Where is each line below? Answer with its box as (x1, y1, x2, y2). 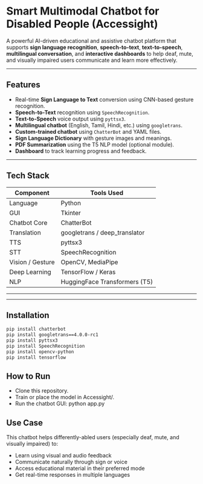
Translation (9, 228, 41, 237)
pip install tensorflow (6, 354, 66, 360)
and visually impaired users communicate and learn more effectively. (6, 56, 178, 64)
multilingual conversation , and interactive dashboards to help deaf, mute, (6, 50, 193, 57)
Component (14, 188, 50, 197)
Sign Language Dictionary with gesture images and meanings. (14, 134, 172, 142)
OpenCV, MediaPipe (60, 257, 118, 266)
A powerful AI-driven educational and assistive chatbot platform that (6, 37, 177, 44)
